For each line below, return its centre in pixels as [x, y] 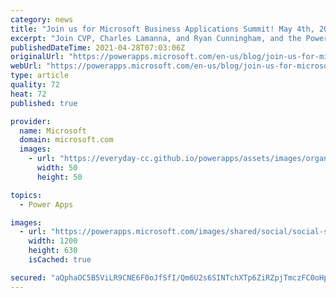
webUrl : [26, 66]
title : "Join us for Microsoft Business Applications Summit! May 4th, [162, 29]
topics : [26, 195]
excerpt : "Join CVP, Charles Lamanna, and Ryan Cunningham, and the [156, 38]
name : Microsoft [53, 131]
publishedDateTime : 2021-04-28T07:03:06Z [98, 47]
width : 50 [57, 168]
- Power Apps [46, 204]
